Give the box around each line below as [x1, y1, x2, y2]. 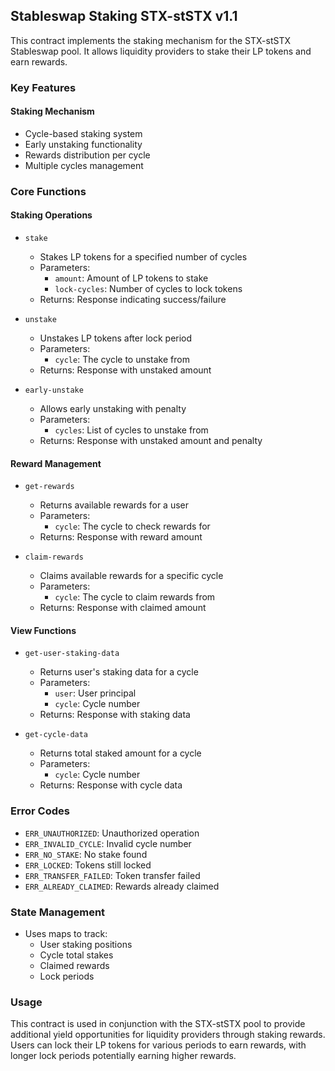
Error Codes [10, 804, 70, 818]
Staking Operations [10, 209, 93, 221]
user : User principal [54, 687, 137, 699]
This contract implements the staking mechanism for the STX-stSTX [10, 34, 291, 46]
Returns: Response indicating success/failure [39, 294, 227, 306]
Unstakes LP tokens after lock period [39, 332, 193, 344]
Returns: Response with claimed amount [39, 602, 207, 614]
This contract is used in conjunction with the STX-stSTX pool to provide [10, 1018, 306, 1030]
